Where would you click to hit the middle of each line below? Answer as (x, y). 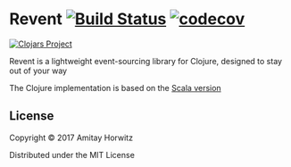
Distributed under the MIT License (72, 154)
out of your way (38, 71)
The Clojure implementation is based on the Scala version (115, 88)
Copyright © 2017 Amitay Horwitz (71, 138)
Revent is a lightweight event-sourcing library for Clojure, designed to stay (146, 61)
